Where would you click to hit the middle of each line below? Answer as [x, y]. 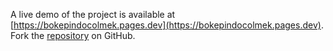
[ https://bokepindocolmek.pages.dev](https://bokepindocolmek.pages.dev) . [167, 25]
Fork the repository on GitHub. [73, 35]
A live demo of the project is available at [93, 14]
